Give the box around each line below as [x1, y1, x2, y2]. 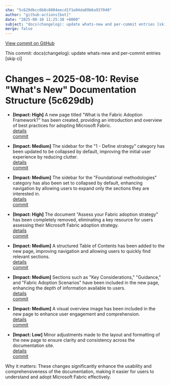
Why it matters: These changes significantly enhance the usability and [5, 363, 152, 369]
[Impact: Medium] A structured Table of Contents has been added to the [12, 243, 165, 249]
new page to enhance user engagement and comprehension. [12, 311, 140, 317]
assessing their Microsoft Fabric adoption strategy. [12, 222, 119, 229]
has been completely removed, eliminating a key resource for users [12, 217, 153, 223]
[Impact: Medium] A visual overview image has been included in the [12, 306, 156, 312]
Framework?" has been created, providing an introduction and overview [12, 117, 162, 123]
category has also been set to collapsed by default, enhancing [12, 180, 143, 186]
